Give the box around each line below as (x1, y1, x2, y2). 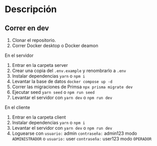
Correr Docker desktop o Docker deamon (12, 43, 98, 49)
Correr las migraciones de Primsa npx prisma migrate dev (12, 84, 133, 90)
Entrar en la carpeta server (12, 62, 68, 68)
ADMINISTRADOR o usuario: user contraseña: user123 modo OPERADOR (12, 136, 152, 141)
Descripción (5, 4, 57, 15)
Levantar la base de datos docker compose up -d (12, 79, 113, 84)
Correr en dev (5, 24, 49, 32)
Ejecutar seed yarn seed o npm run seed (12, 89, 95, 95)
